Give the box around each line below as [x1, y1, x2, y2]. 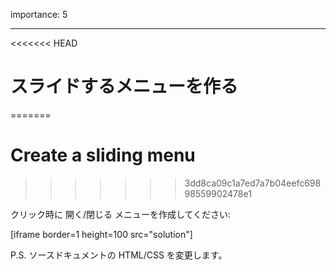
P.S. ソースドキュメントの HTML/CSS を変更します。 [10, 249, 228, 261]
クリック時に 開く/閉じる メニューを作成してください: [10, 208, 232, 220]
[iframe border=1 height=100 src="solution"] [10, 228, 193, 240]
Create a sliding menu [10, 144, 196, 167]
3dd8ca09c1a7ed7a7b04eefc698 [184, 177, 322, 189]
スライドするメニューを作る [10, 75, 239, 98]
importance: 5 [10, 9, 68, 20]
